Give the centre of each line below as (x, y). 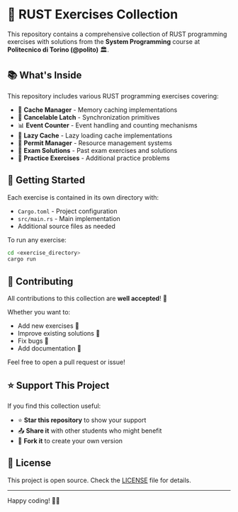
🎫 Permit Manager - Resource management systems (95, 143)
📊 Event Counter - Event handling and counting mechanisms (107, 125)
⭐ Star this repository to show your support (82, 420)
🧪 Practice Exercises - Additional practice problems (93, 158)
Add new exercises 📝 (48, 326)
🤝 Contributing (40, 281)
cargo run (22, 259)
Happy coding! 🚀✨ (34, 500)
